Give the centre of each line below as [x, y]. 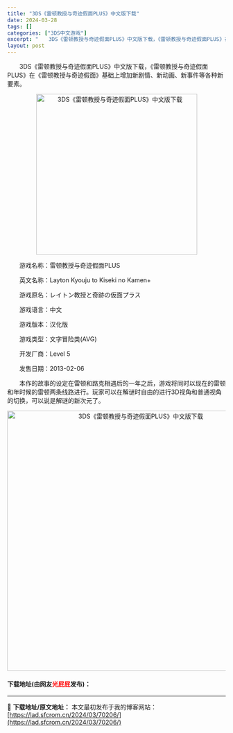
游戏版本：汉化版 [43, 324]
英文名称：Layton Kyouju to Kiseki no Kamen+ [85, 280]
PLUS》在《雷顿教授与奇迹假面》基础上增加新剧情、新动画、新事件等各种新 [115, 75]
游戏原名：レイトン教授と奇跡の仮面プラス [80, 295]
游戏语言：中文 [41, 310]
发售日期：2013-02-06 [52, 369]
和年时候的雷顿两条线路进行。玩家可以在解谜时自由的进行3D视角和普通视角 [114, 392]
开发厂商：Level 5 [45, 354]
